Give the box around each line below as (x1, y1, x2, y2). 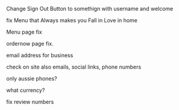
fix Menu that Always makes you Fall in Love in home (6, 17, 137, 23)
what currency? (6, 87, 45, 94)
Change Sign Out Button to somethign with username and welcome (6, 5, 174, 12)
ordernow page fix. (6, 40, 54, 47)
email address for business (6, 52, 74, 59)
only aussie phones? (6, 75, 57, 82)
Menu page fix (6, 28, 42, 35)
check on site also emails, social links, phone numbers (6, 63, 142, 70)
